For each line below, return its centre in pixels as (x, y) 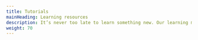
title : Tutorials (27, 11)
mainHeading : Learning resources (47, 17)
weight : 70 (19, 28)
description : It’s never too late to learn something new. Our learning (97, 22)
